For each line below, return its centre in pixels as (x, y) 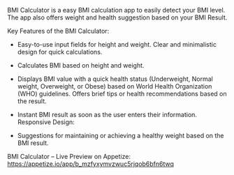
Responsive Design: (46, 122)
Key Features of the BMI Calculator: (58, 31)
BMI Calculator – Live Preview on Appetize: (69, 157)
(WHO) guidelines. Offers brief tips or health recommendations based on (122, 94)
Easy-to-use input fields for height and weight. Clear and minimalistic (117, 44)
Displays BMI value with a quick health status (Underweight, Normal (115, 79)
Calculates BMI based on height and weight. (81, 65)
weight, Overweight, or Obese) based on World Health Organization (115, 86)
